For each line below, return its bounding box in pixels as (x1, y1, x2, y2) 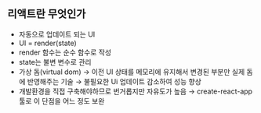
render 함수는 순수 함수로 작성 (18, 48, 111, 57)
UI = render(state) (18, 38, 78, 48)
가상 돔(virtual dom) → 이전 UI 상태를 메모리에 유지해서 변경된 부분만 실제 (18, 67, 245, 76)
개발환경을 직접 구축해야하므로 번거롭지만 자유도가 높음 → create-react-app (18, 87, 252, 96)
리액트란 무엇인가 (7, 7, 86, 21)
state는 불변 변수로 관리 (18, 57, 92, 66)
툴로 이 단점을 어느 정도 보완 (18, 96, 105, 105)
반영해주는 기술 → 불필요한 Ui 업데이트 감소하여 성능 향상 (27, 76, 201, 86)
